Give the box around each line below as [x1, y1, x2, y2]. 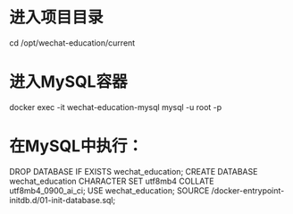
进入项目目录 [9, 7, 105, 28]
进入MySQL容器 [9, 72, 128, 92]
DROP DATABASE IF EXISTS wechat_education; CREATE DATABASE [9, 166, 258, 176]
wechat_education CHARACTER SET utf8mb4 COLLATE [9, 175, 214, 186]
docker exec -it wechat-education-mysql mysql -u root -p [9, 101, 222, 112]
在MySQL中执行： [9, 136, 144, 157]
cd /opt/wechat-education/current [9, 37, 136, 48]
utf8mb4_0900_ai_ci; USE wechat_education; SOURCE [9, 184, 210, 196]
